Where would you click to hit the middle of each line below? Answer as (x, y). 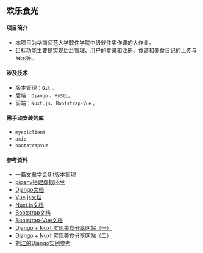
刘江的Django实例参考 (43, 243)
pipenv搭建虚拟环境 (40, 182)
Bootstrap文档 (33, 213)
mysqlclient (30, 133)
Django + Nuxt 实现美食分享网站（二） (63, 236)
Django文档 (30, 190)
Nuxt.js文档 (29, 205)
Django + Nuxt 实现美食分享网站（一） (63, 228)
